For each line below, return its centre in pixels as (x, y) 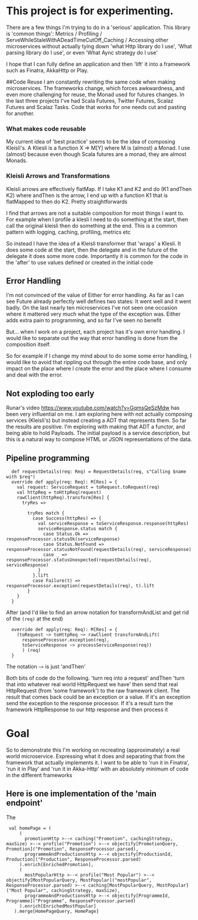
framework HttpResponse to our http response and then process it (87, 709)
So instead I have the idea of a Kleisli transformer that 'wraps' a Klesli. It (94, 243)
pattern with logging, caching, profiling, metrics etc (69, 232)
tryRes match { (46, 513)
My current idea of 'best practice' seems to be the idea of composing (91, 142)
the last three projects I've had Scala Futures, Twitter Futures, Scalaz (90, 101)
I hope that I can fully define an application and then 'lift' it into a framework (98, 64)
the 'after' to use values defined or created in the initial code (80, 262)
